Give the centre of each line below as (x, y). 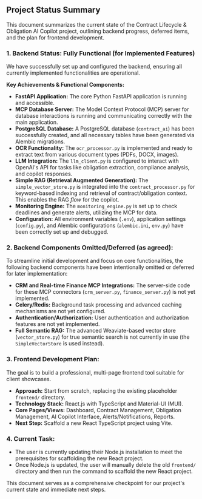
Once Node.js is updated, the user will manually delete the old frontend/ (105, 465)
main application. (36, 122)
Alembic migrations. (40, 141)
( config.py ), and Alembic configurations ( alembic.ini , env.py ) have (99, 226)
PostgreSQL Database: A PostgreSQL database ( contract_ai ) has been (105, 129)
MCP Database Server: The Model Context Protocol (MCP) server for (102, 109)
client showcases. (29, 379)
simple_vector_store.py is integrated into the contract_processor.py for (105, 187)
